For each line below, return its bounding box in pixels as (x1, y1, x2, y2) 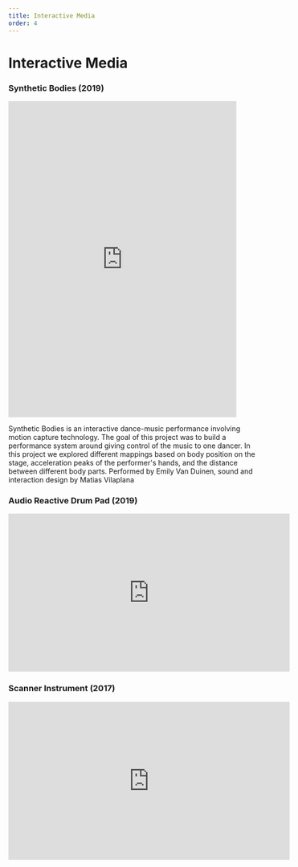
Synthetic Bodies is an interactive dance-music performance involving (8, 423, 241, 433)
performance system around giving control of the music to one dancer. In (8, 441, 251, 450)
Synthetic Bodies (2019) (8, 82, 104, 93)
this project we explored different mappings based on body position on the (8, 449, 255, 458)
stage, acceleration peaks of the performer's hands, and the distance (8, 458, 239, 467)
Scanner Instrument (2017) (8, 683, 116, 694)
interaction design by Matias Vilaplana (8, 474, 135, 484)
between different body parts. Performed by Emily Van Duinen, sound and (8, 466, 253, 476)
